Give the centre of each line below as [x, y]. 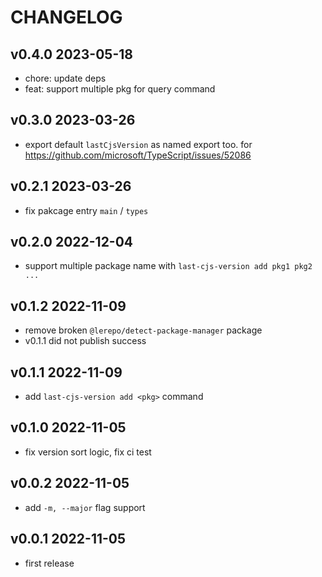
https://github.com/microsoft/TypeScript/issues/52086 [138, 155]
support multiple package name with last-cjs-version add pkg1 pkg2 [168, 266]
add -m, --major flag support [85, 507]
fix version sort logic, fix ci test [88, 452]
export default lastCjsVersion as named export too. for [138, 144]
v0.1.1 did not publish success [85, 341]
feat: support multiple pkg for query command [120, 89]
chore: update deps [65, 78]
